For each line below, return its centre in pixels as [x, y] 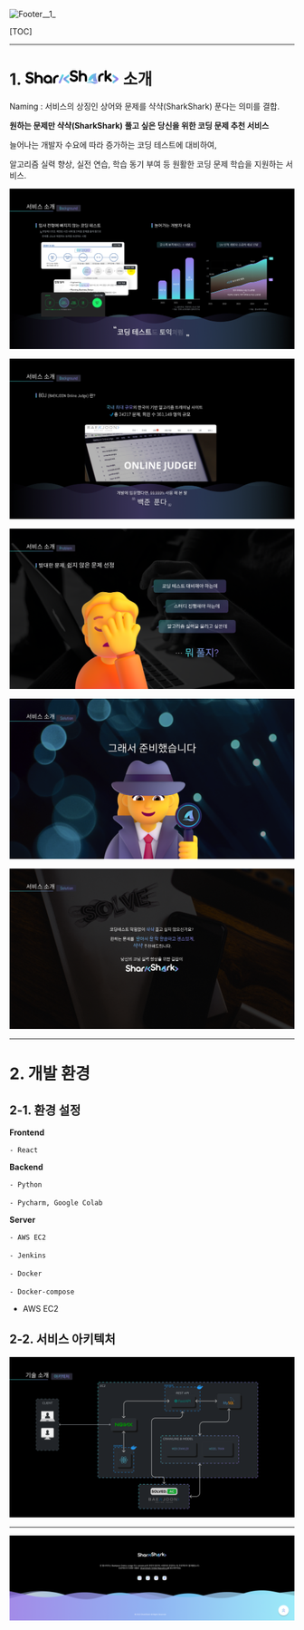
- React [24, 1150]
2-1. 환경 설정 [45, 1110]
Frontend [27, 1132]
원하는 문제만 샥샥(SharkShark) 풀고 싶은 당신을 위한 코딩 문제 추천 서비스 [139, 125]
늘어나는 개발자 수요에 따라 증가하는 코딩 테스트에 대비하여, [113, 144]
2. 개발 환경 [50, 1074]
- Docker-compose [42, 1292]
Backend [26, 1167]
